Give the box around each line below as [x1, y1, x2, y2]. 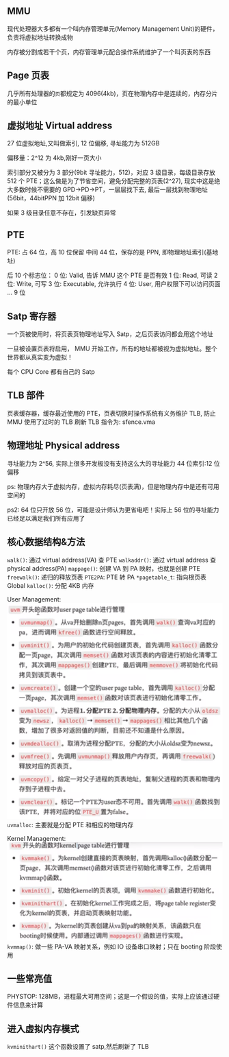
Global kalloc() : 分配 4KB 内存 [7, 581, 94, 589]
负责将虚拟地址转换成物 [7, 33, 73, 41]
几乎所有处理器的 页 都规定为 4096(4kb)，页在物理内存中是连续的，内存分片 [7, 89, 218, 97]
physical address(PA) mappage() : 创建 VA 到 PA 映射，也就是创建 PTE [7, 564, 200, 572]
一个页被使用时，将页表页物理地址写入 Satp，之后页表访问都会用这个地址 [7, 330, 213, 338]
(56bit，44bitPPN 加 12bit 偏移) [7, 194, 96, 202]
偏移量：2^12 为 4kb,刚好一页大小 [7, 154, 102, 162]
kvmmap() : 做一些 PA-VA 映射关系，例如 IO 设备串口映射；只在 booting [7, 942, 203, 951]
